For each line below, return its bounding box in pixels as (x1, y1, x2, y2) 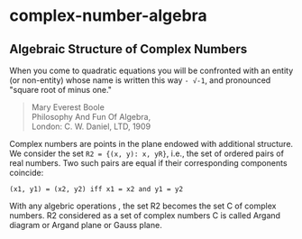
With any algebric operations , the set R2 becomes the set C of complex (9, 200, 277, 211)
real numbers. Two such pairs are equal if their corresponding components (9, 158, 288, 168)
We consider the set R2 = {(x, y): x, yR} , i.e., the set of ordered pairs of (9, 148, 284, 159)
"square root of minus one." (9, 85, 113, 95)
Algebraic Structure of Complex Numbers (9, 41, 248, 57)
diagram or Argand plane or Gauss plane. (9, 220, 162, 230)
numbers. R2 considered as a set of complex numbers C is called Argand (9, 210, 281, 221)
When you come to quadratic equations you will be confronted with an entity (9, 65, 294, 76)
